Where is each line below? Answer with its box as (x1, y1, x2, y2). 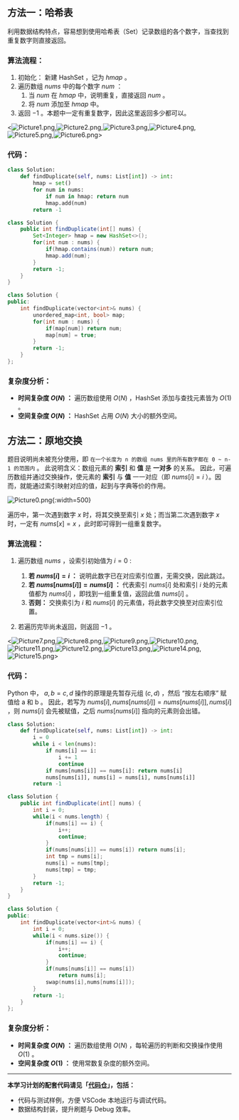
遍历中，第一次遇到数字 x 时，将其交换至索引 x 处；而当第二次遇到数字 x (7, 511, 220, 519)
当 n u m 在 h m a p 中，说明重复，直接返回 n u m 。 (28, 91, 169, 100)
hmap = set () (33, 180, 72, 187)
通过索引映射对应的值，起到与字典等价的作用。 (31, 482, 169, 490)
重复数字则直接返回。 (7, 36, 70, 44)
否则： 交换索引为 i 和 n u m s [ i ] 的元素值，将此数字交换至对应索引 (28, 599, 217, 607)
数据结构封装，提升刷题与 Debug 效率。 (17, 1104, 135, 1113)
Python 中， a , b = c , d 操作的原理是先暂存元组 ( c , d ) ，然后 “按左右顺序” (7, 688, 219, 697)
